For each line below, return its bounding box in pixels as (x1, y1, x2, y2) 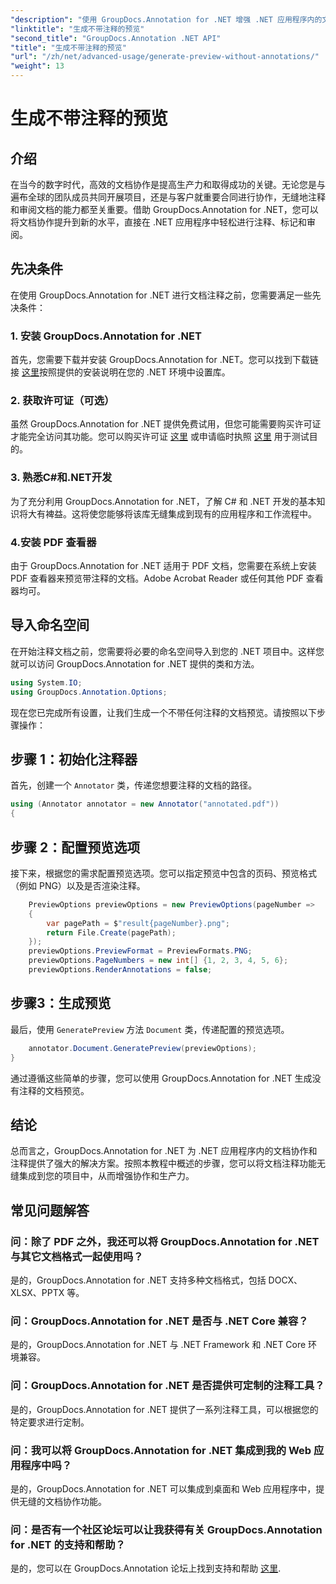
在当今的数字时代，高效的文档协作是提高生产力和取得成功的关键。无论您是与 (10, 179, 326, 190)
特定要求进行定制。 (10, 1416, 90, 1428)
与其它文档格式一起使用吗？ (10, 1249, 144, 1263)
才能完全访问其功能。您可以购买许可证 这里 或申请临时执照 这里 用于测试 (10, 431, 310, 443)
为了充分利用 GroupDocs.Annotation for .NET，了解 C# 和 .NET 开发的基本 (10, 495, 317, 507)
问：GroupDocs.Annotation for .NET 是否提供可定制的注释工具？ (10, 1379, 325, 1393)
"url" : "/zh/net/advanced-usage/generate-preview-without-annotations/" (10, 52, 320, 62)
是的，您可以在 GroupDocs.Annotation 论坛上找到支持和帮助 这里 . (10, 1562, 282, 1575)
